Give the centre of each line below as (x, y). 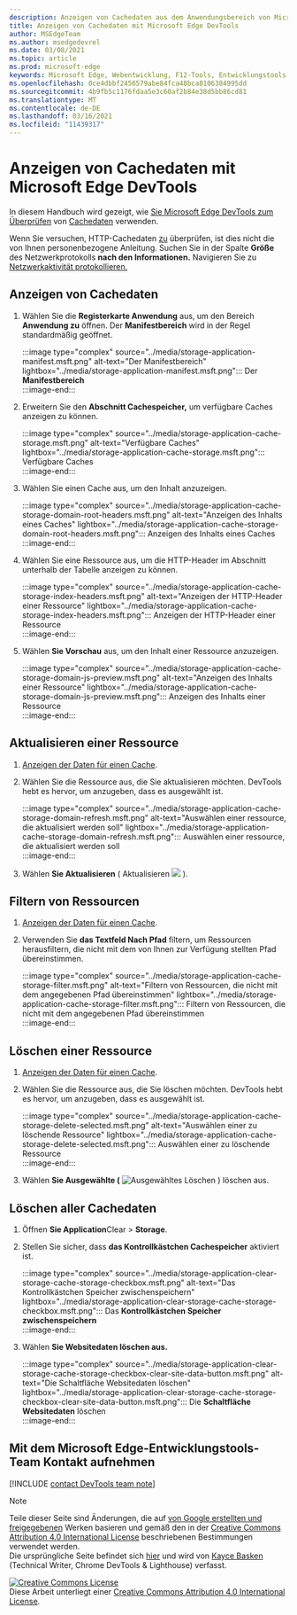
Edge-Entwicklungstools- (187, 1449)
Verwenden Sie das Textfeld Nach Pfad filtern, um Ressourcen (137, 940)
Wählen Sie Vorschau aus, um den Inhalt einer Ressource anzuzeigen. (150, 651)
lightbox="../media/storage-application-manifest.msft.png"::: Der (140, 371)
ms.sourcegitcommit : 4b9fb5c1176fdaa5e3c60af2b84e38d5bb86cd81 (128, 91)
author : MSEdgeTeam (45, 34)
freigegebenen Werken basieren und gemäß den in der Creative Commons (145, 1527)
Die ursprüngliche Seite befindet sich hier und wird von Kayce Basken (136, 1556)
